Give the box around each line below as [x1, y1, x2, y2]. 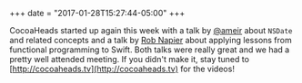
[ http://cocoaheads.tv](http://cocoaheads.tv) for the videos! [9, 63, 235, 74]
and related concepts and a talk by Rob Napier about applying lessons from [9, 35, 293, 45]
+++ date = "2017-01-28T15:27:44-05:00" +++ [9, 8, 186, 18]
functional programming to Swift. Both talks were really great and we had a [9, 44, 290, 55]
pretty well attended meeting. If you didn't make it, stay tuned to [9, 54, 250, 64]
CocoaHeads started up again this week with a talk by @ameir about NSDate [9, 25, 293, 35]
